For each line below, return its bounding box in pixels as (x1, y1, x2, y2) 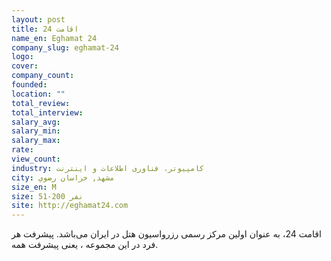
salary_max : (11, 136, 61, 146)
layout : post (11, 14, 66, 25)
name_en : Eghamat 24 (11, 33, 98, 43)
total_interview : (11, 107, 84, 118)
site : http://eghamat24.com (11, 201, 129, 211)
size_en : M (11, 182, 57, 192)
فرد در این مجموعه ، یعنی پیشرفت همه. (11, 239, 159, 251)
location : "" (11, 89, 66, 99)
